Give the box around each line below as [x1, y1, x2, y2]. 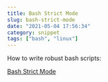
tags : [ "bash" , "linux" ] [7, 36, 78, 42]
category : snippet [7, 29, 60, 36]
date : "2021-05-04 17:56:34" [7, 23, 91, 29]
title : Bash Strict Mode [7, 10, 78, 17]
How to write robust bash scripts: [7, 54, 102, 62]
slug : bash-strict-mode [7, 16, 76, 23]
